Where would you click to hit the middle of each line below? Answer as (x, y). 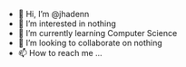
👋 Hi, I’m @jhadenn (54, 14)
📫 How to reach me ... (60, 53)
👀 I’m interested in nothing (67, 24)
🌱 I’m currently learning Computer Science (98, 33)
